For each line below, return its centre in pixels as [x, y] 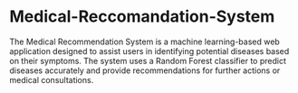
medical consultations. [52, 79]
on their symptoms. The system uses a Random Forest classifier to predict [148, 60]
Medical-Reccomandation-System [142, 17]
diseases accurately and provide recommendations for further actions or [145, 70]
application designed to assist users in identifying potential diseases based [149, 51]
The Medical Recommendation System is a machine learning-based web [145, 42]
